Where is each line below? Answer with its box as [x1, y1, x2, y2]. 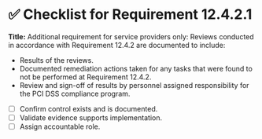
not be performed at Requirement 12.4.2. [19, 72, 152, 82]
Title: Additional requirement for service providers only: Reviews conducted [8, 31, 254, 41]
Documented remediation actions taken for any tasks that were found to [19, 64, 253, 73]
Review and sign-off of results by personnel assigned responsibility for [19, 80, 249, 90]
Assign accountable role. [19, 122, 101, 131]
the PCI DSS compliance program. [19, 89, 131, 98]
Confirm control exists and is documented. [19, 104, 158, 113]
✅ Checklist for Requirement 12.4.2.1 [8, 5, 253, 24]
